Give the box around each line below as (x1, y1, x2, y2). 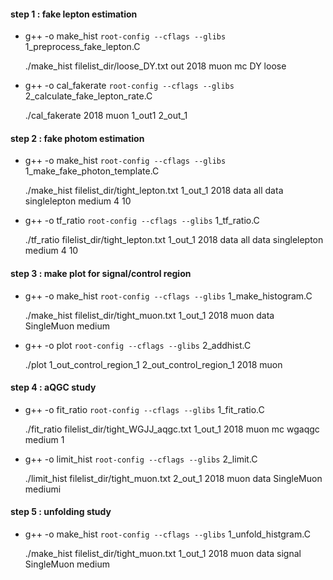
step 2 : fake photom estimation (10, 132, 145, 144)
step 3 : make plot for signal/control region (10, 268, 192, 279)
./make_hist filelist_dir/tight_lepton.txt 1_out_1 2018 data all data (24, 185, 284, 197)
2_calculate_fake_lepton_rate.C (24, 90, 153, 102)
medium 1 (24, 433, 65, 445)
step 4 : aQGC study (10, 381, 97, 394)
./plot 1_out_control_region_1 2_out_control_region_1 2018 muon (24, 358, 283, 370)
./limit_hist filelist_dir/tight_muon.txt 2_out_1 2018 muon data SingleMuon (24, 472, 323, 484)
